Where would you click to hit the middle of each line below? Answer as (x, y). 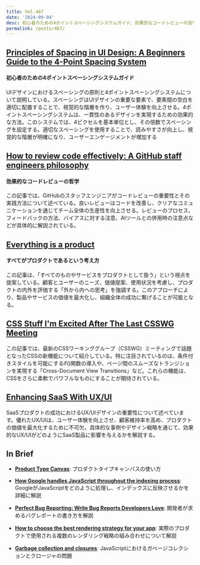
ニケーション (22, 211)
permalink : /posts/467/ (36, 28)
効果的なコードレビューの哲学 (43, 181)
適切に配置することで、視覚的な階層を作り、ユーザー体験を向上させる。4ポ (99, 107)
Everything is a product (51, 244)
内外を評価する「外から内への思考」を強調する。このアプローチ (100, 290)
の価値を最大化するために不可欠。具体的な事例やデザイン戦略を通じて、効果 (100, 427)
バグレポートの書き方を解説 (59, 515)
